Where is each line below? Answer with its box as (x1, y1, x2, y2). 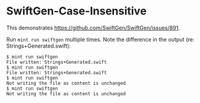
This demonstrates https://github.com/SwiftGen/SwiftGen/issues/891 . (6, 24, 180, 31)
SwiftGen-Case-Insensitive (6, 4, 147, 18)
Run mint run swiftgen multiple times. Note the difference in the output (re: (6, 36, 195, 43)
